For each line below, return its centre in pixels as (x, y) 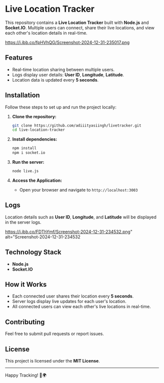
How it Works (26, 284)
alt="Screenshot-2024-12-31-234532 (43, 237)
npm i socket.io (29, 153)
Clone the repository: (34, 116)
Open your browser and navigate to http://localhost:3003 (79, 190)
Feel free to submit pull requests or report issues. (54, 334)
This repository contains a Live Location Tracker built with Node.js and (77, 22)
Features (19, 58)
